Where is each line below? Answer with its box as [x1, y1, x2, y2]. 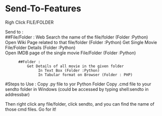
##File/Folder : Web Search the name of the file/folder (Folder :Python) [5, 34, 148, 40]
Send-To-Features [5, 3, 81, 14]
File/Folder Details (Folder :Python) [5, 44, 76, 50]
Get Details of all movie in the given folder [27, 64, 124, 69]
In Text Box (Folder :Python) [38, 68, 100, 73]
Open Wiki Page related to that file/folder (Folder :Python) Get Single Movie [5, 39, 157, 45]
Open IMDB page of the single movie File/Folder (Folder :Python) [5, 50, 136, 56]
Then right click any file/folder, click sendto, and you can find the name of [5, 101, 155, 107]
